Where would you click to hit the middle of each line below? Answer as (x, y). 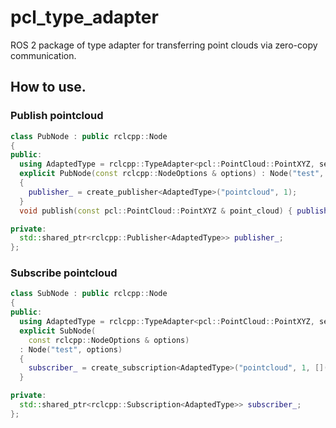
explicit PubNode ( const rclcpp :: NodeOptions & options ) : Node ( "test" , (172, 174)
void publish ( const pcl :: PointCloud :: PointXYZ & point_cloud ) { (156, 211)
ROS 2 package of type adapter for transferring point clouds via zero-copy (164, 45)
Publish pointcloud (57, 116)
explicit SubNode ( (58, 331)
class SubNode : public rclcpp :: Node (89, 294)
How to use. (48, 87)
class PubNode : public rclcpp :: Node (89, 136)
